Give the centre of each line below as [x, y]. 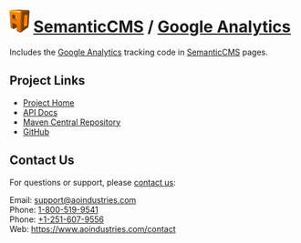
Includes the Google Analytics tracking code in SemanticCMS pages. [139, 52]
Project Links [47, 81]
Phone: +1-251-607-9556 [57, 219]
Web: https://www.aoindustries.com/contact [93, 228]
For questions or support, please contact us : [93, 182]
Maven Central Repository [72, 122]
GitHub [36, 131]
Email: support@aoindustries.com [73, 199]
